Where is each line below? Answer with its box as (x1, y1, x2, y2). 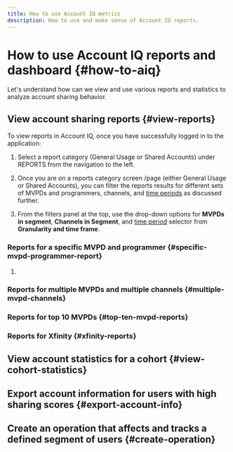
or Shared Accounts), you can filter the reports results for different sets (17, 181, 224, 190)
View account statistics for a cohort (7, 353, 167, 365)
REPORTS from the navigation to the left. (17, 160, 135, 169)
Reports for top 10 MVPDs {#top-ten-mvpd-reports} (7, 312, 189, 322)
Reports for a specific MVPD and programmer (7, 243, 166, 252)
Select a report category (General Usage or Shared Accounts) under (17, 153, 215, 162)
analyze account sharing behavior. (7, 93, 107, 101)
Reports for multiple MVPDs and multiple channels (7, 285, 184, 295)
